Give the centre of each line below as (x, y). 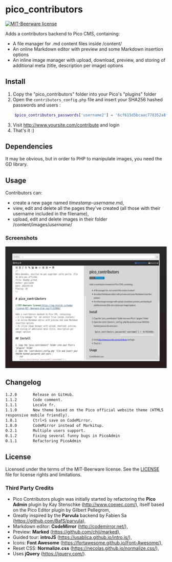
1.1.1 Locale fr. (31, 405)
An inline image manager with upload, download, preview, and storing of (89, 60)
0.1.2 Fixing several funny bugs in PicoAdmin (63, 436)
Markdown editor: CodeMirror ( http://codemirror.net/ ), (70, 527)
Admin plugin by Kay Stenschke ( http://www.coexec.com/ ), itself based (89, 504)
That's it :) (24, 130)
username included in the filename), (51, 214)
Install (15, 81)
